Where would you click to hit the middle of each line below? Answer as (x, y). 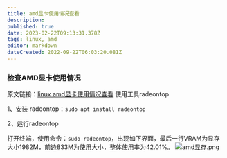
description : (26, 20)
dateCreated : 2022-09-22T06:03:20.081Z (65, 53)
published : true (30, 26)
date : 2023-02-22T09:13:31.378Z (54, 33)
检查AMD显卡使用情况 (44, 78)
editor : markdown (32, 46)
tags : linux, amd (32, 39)
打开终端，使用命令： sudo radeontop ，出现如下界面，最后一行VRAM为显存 (113, 139)
